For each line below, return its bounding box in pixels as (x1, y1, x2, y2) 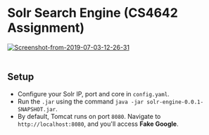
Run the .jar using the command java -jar (17, 97, 144, 105)
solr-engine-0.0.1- (146, 98, 204, 105)
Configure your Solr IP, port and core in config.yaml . (17, 89, 170, 98)
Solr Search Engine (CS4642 (7, 5, 178, 21)
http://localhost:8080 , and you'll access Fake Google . (17, 120, 179, 128)
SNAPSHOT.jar (17, 105, 56, 113)
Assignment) (7, 20, 85, 36)
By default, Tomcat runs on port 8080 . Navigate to (17, 112, 161, 120)
